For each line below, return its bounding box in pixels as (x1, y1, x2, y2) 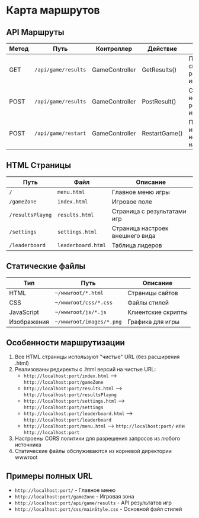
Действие (147, 45, 178, 53)
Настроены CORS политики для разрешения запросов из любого (14, 435, 181, 442)
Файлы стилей (127, 298, 169, 306)
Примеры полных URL (6, 471, 93, 481)
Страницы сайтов (127, 289, 179, 297)
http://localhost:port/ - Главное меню (14, 487, 116, 494)
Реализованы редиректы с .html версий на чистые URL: (14, 366, 156, 373)
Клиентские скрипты (127, 308, 188, 316)
